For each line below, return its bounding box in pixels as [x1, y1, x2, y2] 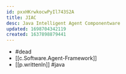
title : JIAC [6, 15, 36, 21]
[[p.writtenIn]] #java [15, 61, 65, 69]
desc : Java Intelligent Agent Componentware [6, 20, 121, 26]
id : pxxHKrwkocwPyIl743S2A [6, 8, 75, 15]
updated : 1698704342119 [6, 25, 67, 32]
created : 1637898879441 [6, 32, 67, 38]
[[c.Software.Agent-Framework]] [15, 55, 97, 62]
